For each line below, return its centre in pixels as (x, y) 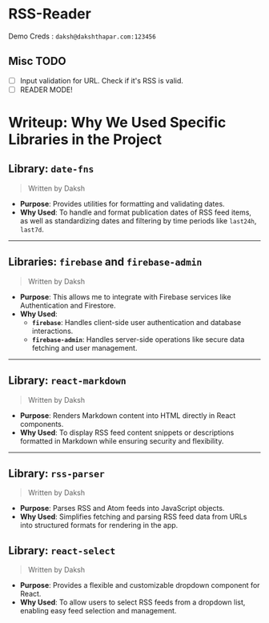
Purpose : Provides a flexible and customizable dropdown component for (140, 585)
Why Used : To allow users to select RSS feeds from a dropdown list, (132, 602)
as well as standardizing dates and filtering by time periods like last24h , (138, 220)
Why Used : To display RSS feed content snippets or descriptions (127, 432)
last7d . (32, 229)
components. (42, 424)
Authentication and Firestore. (68, 305)
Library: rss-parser (57, 473)
